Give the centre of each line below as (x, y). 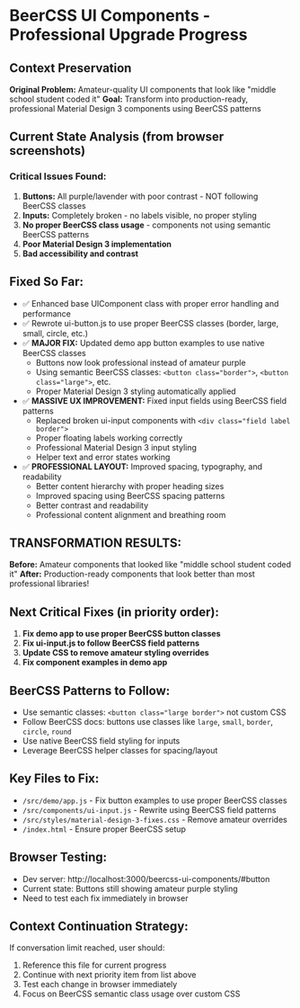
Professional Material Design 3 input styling (116, 447)
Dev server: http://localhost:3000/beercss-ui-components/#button (146, 879)
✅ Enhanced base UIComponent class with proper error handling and (150, 303)
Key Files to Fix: (54, 779)
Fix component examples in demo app (95, 663)
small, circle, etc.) (55, 333)
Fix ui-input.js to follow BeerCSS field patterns (111, 643)
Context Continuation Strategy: (99, 926)
